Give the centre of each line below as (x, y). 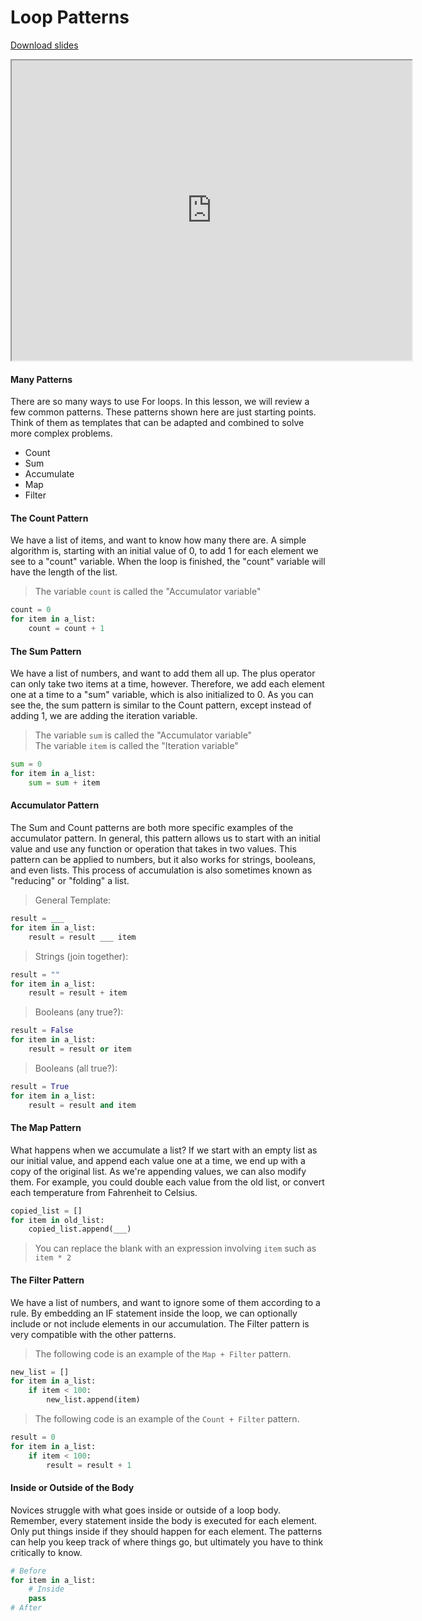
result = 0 (33, 1437)
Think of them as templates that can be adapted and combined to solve (157, 423)
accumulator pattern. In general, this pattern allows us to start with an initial (165, 838)
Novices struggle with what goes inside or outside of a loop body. (146, 1510)
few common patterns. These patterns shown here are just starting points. (163, 412)
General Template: (73, 900)
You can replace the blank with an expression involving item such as (175, 1248)
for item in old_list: (57, 1220)
